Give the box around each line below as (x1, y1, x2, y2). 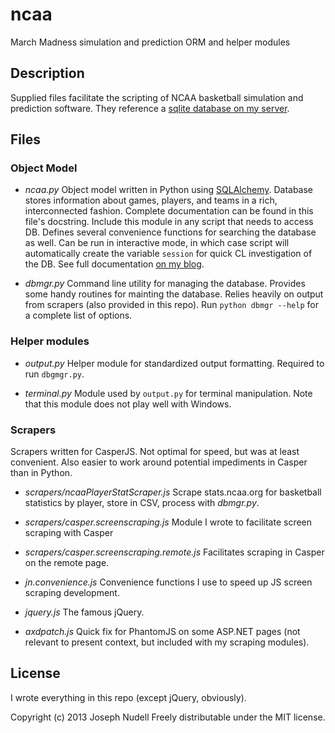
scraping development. (24, 587, 120, 599)
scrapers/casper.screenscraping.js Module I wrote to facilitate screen (24, 516, 313, 528)
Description (10, 65, 85, 82)
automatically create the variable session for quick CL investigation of (24, 248, 313, 260)
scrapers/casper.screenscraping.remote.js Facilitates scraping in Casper (24, 546, 325, 558)
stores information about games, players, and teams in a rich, (24, 194, 278, 207)
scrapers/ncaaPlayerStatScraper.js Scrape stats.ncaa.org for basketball (24, 486, 322, 498)
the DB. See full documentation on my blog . (24, 258, 205, 270)
